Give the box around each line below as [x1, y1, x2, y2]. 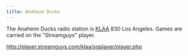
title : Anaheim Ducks [6, 8, 61, 15]
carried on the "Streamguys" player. [6, 31, 96, 39]
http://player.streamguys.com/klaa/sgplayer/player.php [6, 43, 142, 50]
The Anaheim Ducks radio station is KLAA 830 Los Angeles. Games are [6, 25, 183, 32]
